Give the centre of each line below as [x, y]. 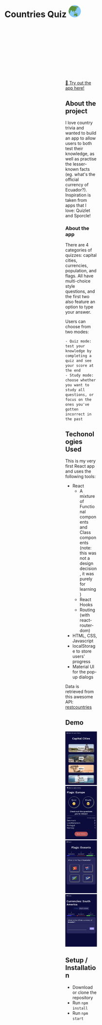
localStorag [84, 646]
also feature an [80, 302]
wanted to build [81, 133]
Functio [87, 507]
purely [86, 579]
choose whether [81, 380]
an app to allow [81, 138]
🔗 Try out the [78, 83]
